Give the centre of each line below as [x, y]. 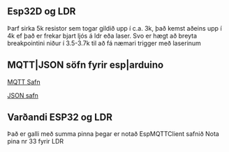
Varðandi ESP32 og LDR [60, 117]
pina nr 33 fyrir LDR [36, 142]
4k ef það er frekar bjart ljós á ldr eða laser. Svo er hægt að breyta [102, 36]
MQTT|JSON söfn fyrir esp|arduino [86, 65]
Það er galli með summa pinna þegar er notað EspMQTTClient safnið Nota [113, 134]
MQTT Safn [24, 82]
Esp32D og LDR [42, 12]
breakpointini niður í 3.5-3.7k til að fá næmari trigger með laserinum [104, 43]
